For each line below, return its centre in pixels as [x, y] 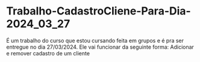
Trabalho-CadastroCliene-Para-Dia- [98, 11]
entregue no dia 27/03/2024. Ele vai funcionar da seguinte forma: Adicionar [100, 47]
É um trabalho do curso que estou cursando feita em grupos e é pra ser [95, 40]
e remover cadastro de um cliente [48, 53]
